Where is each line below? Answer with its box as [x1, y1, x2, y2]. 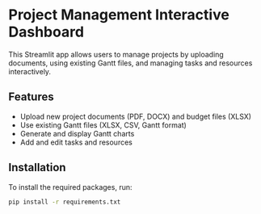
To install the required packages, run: [8, 182, 133, 191]
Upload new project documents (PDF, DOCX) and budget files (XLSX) [19, 111, 252, 121]
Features [8, 90, 54, 104]
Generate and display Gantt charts [19, 128, 135, 138]
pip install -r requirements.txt [8, 198, 121, 206]
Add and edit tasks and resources [19, 137, 133, 147]
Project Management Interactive [8, 6, 230, 24]
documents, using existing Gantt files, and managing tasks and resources [8, 58, 253, 68]
